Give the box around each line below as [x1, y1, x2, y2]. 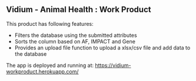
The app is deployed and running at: [6, 62, 94, 69]
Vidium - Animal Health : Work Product [6, 5, 151, 15]
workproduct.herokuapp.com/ [6, 67, 79, 75]
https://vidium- [95, 62, 131, 69]
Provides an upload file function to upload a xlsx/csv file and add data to [14, 44, 191, 51]
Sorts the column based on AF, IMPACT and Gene [14, 38, 135, 45]
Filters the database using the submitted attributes [14, 32, 137, 39]
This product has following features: [6, 20, 94, 27]
